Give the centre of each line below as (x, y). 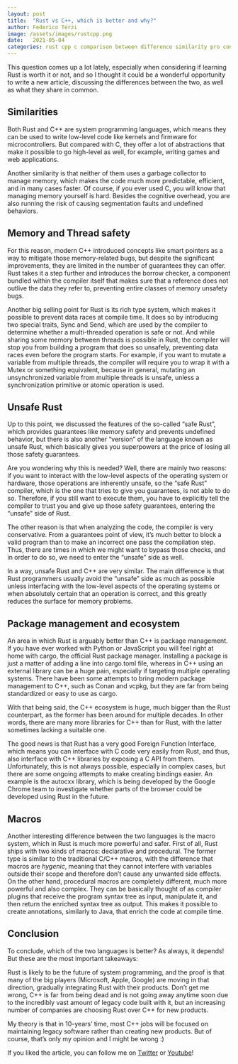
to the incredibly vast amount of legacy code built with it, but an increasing (116, 1002)
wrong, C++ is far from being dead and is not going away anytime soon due (118, 994)
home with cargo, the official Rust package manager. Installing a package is (118, 656)
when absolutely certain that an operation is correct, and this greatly (107, 594)
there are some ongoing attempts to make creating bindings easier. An (110, 774)
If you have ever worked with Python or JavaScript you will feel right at (110, 648)
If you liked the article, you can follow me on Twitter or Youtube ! (101, 1053)
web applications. (33, 159)
